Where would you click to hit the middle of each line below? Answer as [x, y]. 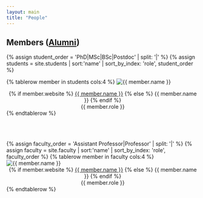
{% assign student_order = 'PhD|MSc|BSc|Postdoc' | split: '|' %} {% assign [101, 57]
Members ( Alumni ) [43, 42]
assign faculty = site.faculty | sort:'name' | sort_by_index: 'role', [86, 150]
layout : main [23, 12]
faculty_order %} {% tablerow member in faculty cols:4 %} [80, 157]
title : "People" [27, 18]
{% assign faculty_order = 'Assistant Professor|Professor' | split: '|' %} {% [99, 144]
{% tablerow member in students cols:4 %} [61, 82]
